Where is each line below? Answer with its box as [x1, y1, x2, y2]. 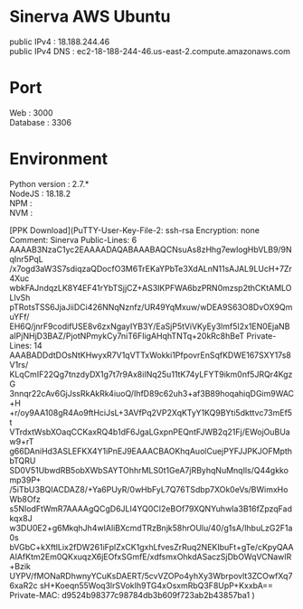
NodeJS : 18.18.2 [9, 188, 71, 199]
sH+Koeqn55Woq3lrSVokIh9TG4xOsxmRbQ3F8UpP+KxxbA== [39, 580, 274, 591]
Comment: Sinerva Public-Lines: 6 [9, 234, 137, 245]
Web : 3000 [9, 107, 53, 118]
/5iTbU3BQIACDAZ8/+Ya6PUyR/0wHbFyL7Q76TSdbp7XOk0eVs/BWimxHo [9, 483, 289, 494]
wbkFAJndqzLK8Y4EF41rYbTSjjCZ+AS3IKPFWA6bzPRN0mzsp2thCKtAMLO [9, 282, 292, 293]
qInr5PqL [9, 253, 43, 264]
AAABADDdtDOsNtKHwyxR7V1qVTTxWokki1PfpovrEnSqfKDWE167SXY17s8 [9, 350, 291, 361]
